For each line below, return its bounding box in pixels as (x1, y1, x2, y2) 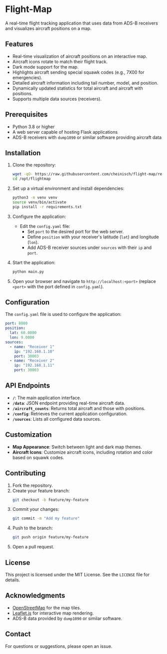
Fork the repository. (12, 482, 53, 488)
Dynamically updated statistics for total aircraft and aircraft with (12, 85, 143, 91)
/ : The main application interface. (12, 395, 81, 401)
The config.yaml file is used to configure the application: (5, 311, 122, 317)
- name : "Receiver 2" (9, 358, 55, 364)
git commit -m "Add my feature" (12, 516, 80, 521)
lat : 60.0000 (9, 331, 37, 336)
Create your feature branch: (12, 487, 70, 494)
